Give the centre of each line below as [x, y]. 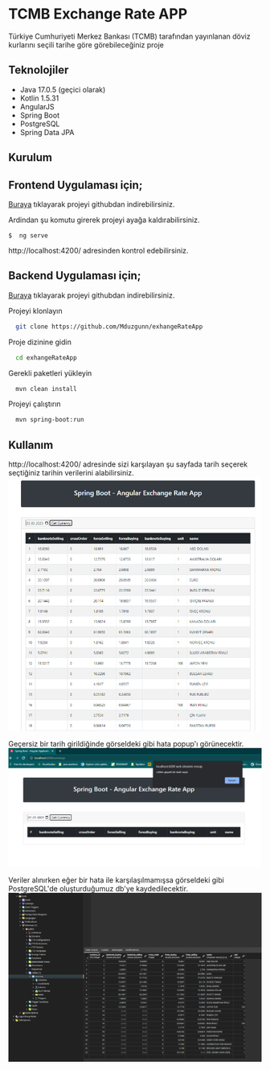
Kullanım [31, 444]
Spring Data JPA [47, 132]
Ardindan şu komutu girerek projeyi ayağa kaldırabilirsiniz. [104, 220]
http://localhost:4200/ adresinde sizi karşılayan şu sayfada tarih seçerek [128, 464]
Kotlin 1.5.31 [39, 98]
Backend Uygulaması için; [75, 276]
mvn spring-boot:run [50, 420]
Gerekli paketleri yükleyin [50, 373]
